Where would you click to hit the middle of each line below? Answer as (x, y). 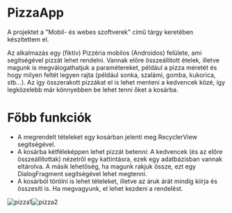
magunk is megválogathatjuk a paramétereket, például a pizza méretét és (112, 67)
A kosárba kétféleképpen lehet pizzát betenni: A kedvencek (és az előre (120, 151)
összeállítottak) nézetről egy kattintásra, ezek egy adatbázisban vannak (119, 159)
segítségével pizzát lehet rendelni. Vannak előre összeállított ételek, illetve (114, 60)
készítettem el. (28, 39)
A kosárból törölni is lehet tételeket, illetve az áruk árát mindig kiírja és (117, 181)
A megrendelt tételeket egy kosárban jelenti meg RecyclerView (107, 137)
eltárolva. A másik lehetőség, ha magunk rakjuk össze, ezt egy (107, 166)
